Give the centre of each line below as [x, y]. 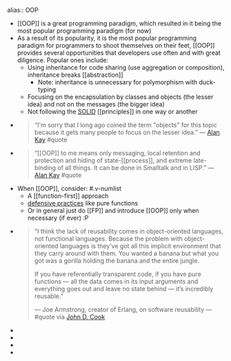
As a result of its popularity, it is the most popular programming [107, 38]
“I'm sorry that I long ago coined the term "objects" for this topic [125, 125]
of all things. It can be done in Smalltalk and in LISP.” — [136, 168]
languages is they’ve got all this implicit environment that [140, 246]
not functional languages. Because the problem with [108, 239]
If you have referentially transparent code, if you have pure [118, 274]
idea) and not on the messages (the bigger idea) [96, 104]
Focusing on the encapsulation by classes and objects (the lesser [120, 97]
